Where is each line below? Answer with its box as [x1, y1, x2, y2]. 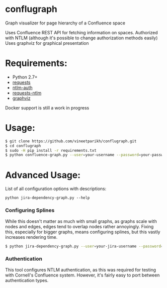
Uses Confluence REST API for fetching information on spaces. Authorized [5, 29, 158, 35]
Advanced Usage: [5, 169, 81, 181]
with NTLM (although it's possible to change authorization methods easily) [5, 35, 158, 41]
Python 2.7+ [12, 74, 38, 80]
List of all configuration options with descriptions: [5, 186, 107, 192]
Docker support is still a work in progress [5, 104, 89, 110]
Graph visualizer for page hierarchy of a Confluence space [5, 20, 126, 26]
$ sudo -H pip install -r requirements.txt [5, 148, 97, 153]
